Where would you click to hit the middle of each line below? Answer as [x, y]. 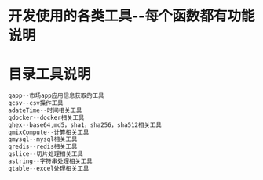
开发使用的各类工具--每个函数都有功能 [131, 16]
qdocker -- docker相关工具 [46, 117]
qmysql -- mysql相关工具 [43, 139]
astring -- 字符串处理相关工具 [50, 161]
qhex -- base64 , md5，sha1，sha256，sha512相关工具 [85, 125]
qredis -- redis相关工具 [43, 147]
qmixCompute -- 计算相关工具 [49, 132]
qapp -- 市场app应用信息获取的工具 [56, 96]
